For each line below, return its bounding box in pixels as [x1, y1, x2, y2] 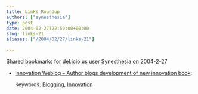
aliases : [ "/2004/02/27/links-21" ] [6, 36, 95, 42]
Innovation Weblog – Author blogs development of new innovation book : [14, 70, 193, 76]
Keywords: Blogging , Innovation [14, 81, 94, 88]
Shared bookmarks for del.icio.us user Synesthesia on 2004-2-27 [6, 58, 168, 65]
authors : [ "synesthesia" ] [6, 14, 70, 20]
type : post [6, 20, 33, 26]
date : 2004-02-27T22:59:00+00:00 [6, 25, 89, 32]
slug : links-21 [6, 31, 44, 37]
